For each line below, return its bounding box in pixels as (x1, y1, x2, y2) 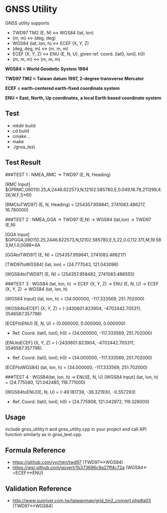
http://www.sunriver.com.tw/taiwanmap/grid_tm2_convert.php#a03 (12, 498, 151, 504)
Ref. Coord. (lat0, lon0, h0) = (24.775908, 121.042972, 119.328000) (12, 398, 150, 405)
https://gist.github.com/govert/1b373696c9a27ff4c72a (12, 465, 125, 471)
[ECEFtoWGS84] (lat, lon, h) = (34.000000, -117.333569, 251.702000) (5, 364, 148, 370)
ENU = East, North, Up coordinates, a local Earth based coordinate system (5, 95, 162, 101)
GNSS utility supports (5, 20, 50, 26)
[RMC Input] (5, 181, 30, 187)
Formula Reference (5, 446, 66, 455)
